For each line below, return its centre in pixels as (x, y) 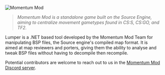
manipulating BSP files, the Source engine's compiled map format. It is (76, 42)
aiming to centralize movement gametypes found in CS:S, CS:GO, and (88, 22)
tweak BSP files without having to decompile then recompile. (67, 53)
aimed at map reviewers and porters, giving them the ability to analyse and (81, 48)
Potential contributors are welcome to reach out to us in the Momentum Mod (82, 62)
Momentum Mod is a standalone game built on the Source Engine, (84, 17)
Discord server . (21, 68)
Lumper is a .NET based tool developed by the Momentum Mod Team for (79, 37)
